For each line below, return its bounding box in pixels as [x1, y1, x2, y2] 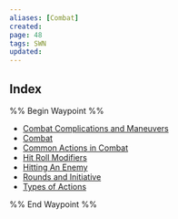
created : [9, 22, 43, 31]
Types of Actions [22, 181, 87, 192]
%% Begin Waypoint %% [9, 105, 104, 116]
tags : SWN [9, 38, 47, 48]
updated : [9, 47, 43, 57]
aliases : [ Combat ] [9, 13, 79, 23]
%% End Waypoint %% [9, 198, 97, 210]
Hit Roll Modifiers [22, 151, 88, 162]
